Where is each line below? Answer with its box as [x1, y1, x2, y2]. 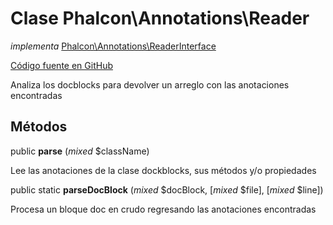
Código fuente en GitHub [10, 59, 113, 71]
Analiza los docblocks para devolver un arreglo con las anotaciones [10, 78, 290, 91]
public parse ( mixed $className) [10, 145, 150, 157]
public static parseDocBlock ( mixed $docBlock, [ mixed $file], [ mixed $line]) [10, 183, 324, 196]
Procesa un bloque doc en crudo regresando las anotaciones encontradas [10, 203, 317, 215]
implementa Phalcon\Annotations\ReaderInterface [10, 40, 217, 52]
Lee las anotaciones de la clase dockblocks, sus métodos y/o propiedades [10, 164, 317, 176]
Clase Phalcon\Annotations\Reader [10, 7, 310, 30]
